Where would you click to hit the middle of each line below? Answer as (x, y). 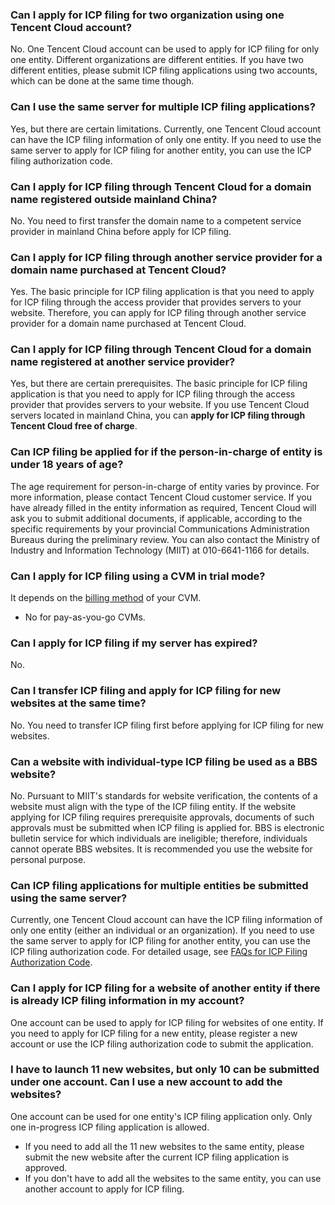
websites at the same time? (78, 703)
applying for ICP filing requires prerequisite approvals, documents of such (162, 817)
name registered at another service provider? (123, 362)
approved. (46, 1167)
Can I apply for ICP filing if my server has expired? (134, 643)
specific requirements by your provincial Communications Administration (160, 529)
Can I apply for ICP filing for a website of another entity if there (165, 988)
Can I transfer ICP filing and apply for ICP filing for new (146, 691)
